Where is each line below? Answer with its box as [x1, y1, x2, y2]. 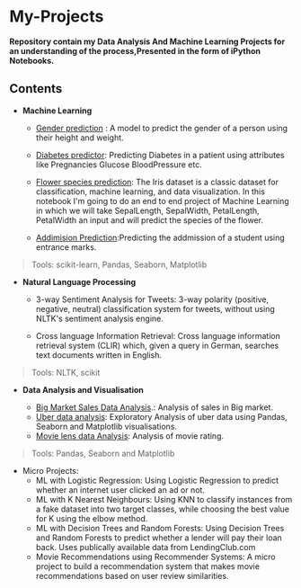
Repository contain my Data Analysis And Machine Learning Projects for [9, 36, 286, 47]
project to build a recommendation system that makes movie [35, 560, 261, 572]
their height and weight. [35, 132, 124, 143]
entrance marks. [35, 241, 97, 253]
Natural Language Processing [22, 276, 137, 287]
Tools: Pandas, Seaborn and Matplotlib [31, 448, 175, 459]
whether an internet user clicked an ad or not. [35, 484, 205, 495]
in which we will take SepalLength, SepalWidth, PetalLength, [35, 205, 260, 216]
